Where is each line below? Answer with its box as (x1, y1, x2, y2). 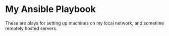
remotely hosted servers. (5, 25, 58, 31)
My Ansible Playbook (5, 3, 96, 15)
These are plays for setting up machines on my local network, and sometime (5, 20, 164, 26)
